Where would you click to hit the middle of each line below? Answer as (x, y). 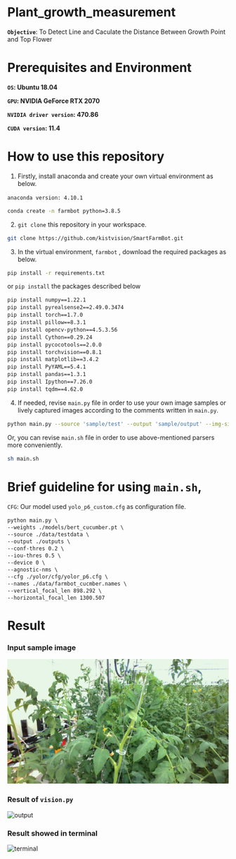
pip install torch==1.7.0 (45, 315)
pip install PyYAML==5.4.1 (47, 367)
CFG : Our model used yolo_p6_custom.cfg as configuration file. (97, 506)
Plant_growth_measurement (92, 12)
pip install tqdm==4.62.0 (45, 389)
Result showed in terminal (53, 833)
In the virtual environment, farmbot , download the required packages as (122, 251)
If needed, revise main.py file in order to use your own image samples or (122, 403)
